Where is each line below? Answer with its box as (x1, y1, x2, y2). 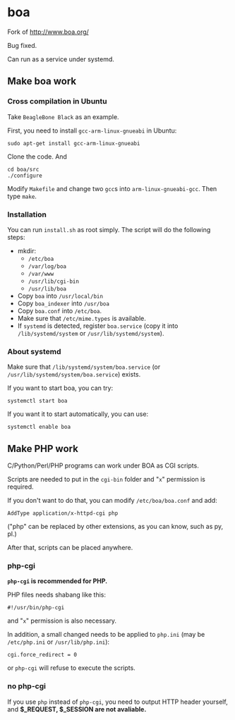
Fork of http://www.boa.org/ (7, 28, 90, 36)
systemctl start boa (7, 398, 68, 405)
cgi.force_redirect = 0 (7, 652, 78, 659)
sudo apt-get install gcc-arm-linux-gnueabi (7, 140, 140, 147)
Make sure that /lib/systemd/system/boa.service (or (7, 362, 161, 371)
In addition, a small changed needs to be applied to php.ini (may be (7, 630, 205, 639)
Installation (7, 209, 47, 219)
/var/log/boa (28, 262, 67, 270)
